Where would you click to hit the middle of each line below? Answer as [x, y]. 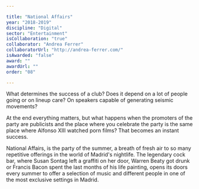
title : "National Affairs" [40, 17]
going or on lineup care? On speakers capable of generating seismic [90, 100]
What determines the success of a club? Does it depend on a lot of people [97, 94]
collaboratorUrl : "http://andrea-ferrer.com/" [65, 50]
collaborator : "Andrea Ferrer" [45, 44]
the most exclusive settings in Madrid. [53, 180]
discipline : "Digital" [34, 28]
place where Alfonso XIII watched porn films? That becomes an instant [93, 130]
